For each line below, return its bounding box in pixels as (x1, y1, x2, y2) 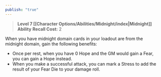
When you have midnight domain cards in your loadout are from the (5, 36, 143, 41)
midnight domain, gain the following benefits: (5, 40, 98, 47)
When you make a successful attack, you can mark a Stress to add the (12, 61, 157, 67)
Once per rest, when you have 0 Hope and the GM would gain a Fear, (12, 50, 154, 56)
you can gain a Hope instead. (12, 55, 72, 62)
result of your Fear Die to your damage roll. (12, 66, 101, 72)
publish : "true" (5, 7, 39, 12)
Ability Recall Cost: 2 (17, 26, 62, 32)
